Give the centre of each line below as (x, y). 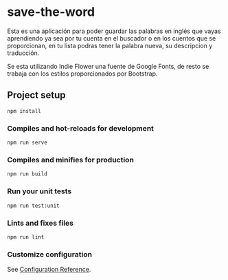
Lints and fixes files (41, 223)
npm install (24, 111)
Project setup (37, 95)
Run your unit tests (39, 191)
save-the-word (51, 12)
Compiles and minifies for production (70, 160)
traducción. (23, 53)
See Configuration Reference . (49, 270)
